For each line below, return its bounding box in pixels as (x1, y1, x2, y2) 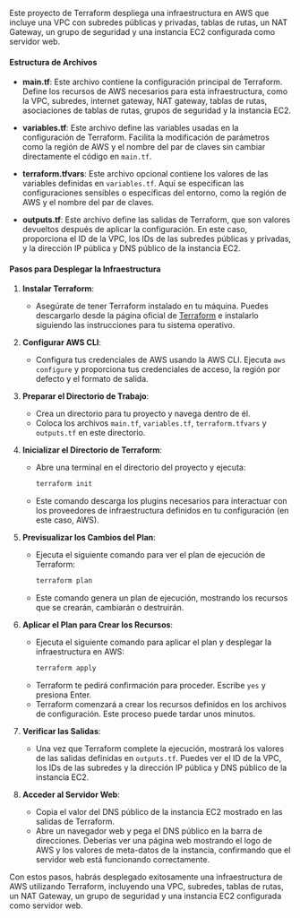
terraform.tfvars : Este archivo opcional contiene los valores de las (21, 169, 269, 179)
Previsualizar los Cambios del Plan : (21, 533, 157, 543)
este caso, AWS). (35, 515, 100, 525)
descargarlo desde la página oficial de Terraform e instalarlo (35, 310, 260, 321)
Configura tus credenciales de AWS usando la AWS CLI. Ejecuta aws (35, 354, 287, 366)
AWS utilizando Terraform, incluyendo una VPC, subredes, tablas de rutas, (9, 881, 284, 892)
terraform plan (35, 576, 92, 585)
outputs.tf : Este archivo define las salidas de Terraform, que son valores (21, 214, 291, 225)
